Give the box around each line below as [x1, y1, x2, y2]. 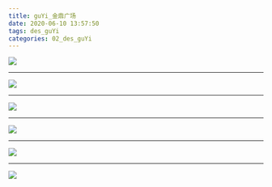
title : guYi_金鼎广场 [8, 11, 77, 20]
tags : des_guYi [8, 27, 60, 35]
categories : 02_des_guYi [8, 34, 92, 43]
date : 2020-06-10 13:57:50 [8, 19, 100, 28]
